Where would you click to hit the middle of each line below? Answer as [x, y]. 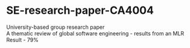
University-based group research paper [55, 27]
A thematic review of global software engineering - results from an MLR [95, 33]
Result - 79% [23, 40]
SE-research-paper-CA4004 [80, 10]
